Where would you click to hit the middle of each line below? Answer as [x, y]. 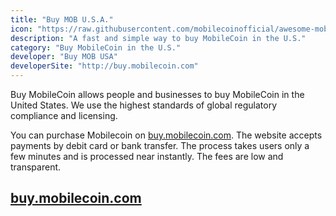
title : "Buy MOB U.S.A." [62, 19]
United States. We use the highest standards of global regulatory [144, 105]
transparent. [36, 167]
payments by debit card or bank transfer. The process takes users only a [160, 145]
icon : [21, 29]
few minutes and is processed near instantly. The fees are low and [147, 156]
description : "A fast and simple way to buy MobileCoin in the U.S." [158, 38]
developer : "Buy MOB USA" [64, 57]
